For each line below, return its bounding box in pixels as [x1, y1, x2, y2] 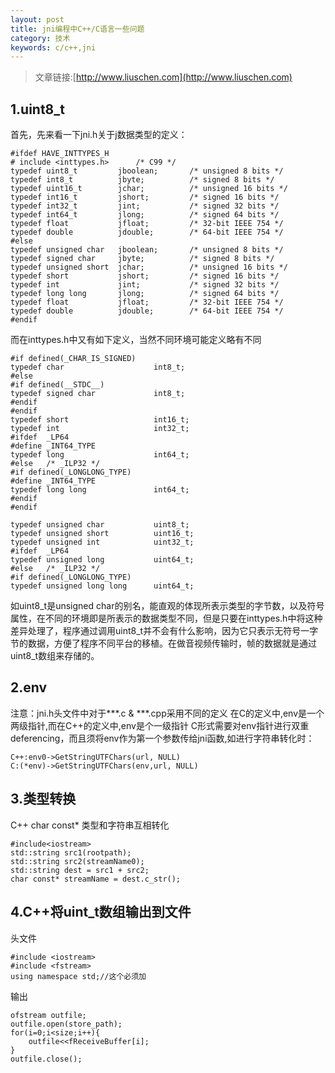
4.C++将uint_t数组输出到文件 [10, 904, 192, 921]
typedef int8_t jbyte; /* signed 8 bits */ [10, 175, 275, 185]
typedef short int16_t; [10, 415, 190, 425]
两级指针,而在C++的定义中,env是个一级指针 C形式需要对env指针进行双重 [10, 719, 310, 731]
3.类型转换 [10, 791, 77, 808]
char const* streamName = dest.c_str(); [10, 874, 182, 884]
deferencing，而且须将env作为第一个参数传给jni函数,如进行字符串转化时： [10, 732, 315, 744]
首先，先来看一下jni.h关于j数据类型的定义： [10, 129, 188, 141]
